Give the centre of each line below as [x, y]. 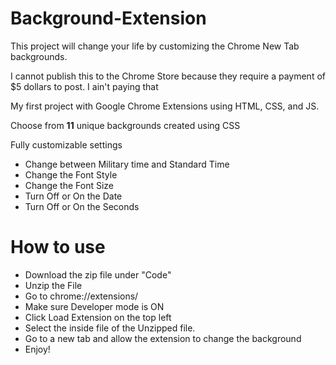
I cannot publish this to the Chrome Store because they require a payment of [168, 76]
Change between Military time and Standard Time [127, 164]
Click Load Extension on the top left [98, 317]
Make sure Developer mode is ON [94, 306]
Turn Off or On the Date [73, 196]
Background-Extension [108, 18]
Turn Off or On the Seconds [82, 206]
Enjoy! [37, 349]
